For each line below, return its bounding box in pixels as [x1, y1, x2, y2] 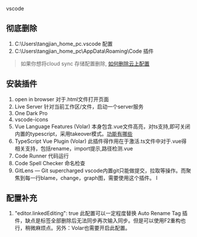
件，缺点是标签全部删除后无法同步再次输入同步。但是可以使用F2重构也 [14, 217, 186, 224]
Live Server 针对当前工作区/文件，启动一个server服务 [14, 103, 144, 110]
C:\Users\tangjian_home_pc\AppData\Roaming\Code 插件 [14, 47, 154, 55]
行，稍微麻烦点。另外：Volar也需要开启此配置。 [14, 225, 131, 232]
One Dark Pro [14, 109, 48, 116]
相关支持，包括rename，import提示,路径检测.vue [14, 145, 133, 152]
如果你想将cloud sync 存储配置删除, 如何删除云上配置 [20, 60, 150, 67]
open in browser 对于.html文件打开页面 [14, 95, 109, 102]
